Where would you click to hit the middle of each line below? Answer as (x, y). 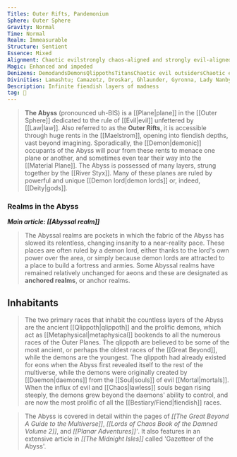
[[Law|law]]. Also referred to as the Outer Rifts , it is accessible (115, 128)
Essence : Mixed (30, 54)
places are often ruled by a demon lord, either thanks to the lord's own (127, 250)
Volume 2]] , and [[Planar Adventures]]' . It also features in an (113, 432)
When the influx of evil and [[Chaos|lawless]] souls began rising (117, 388)
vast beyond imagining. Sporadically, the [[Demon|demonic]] (113, 143)
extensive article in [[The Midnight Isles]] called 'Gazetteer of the (119, 439)
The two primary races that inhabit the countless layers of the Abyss (124, 320)
